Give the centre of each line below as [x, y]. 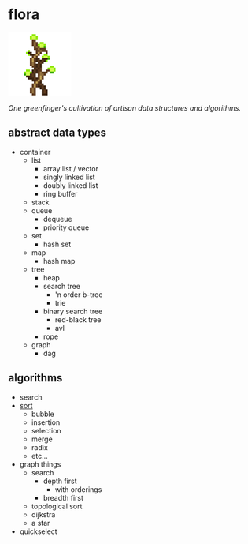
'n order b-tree [79, 295]
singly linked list [69, 177]
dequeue [57, 219]
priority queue [66, 227]
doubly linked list [70, 185]
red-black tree [78, 319]
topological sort [57, 506]
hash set [57, 244]
